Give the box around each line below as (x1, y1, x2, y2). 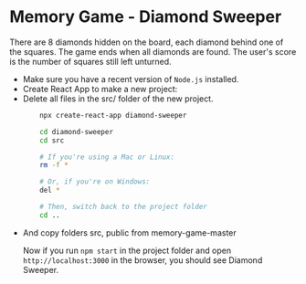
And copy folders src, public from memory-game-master (22, 226, 237, 238)
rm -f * (39, 161, 69, 170)
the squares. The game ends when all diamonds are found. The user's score (9, 46, 297, 57)
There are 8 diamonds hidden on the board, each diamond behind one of (9, 37, 284, 47)
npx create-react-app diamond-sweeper (39, 110, 187, 120)
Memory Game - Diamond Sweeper (9, 6, 282, 27)
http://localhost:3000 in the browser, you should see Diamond (22, 254, 263, 266)
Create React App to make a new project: (22, 83, 178, 94)
